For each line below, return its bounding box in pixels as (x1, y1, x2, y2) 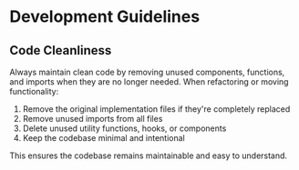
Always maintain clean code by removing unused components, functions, (9, 66, 285, 77)
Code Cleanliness (9, 43, 112, 58)
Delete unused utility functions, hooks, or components (22, 123, 227, 134)
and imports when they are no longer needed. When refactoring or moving (9, 76, 289, 87)
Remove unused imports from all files (22, 114, 163, 124)
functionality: (9, 86, 59, 96)
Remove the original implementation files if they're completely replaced (22, 104, 291, 115)
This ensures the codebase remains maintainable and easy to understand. (9, 150, 288, 161)
